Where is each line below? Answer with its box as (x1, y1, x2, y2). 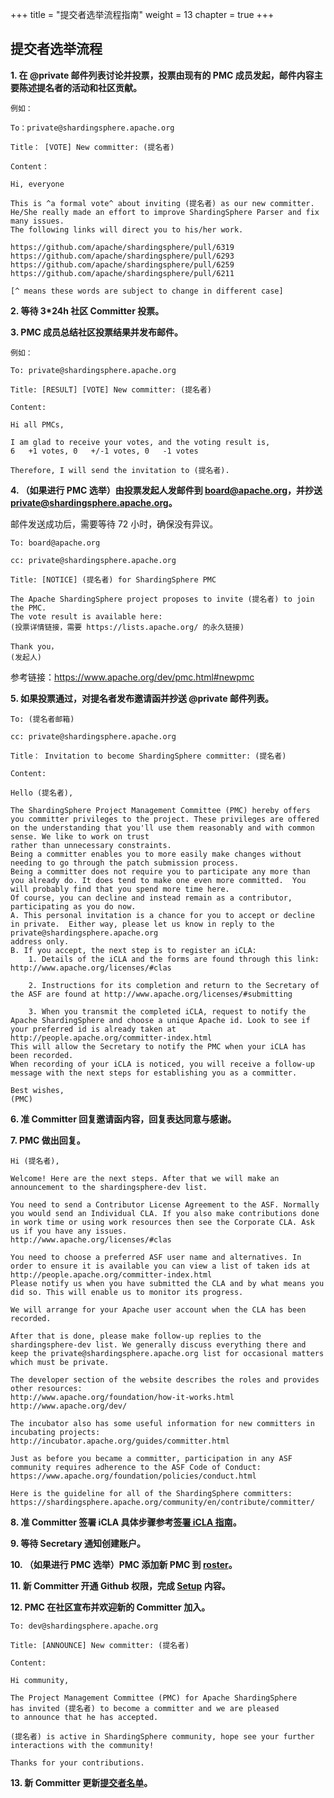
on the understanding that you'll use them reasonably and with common (10, 823, 315, 833)
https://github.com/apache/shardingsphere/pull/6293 (10, 251, 235, 261)
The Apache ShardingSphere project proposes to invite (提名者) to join (10, 594, 315, 604)
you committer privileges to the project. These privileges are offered (10, 814, 320, 824)
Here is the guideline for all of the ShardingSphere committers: (10, 1488, 293, 1498)
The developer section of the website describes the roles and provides (10, 1374, 320, 1385)
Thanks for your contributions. (10, 1758, 145, 1768)
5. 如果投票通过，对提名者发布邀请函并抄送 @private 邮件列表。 (10, 692, 274, 704)
